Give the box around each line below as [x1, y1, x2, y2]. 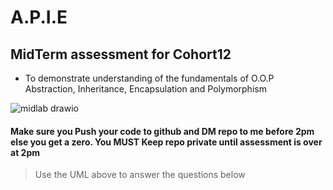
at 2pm [10, 146, 40, 158]
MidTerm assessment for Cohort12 [10, 46, 232, 63]
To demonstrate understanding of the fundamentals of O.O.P [24, 72, 275, 84]
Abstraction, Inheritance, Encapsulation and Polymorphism [24, 83, 267, 95]
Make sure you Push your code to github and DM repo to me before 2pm [10, 125, 315, 137]
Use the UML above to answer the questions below [34, 169, 246, 181]
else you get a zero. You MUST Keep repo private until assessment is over [10, 136, 323, 148]
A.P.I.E [10, 6, 68, 29]
